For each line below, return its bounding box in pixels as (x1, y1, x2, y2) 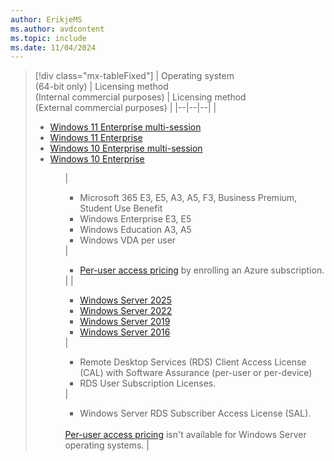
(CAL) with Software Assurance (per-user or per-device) (79, 367, 313, 379)
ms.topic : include (10, 33, 87, 43)
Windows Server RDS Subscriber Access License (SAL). (79, 407, 312, 420)
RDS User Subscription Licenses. (79, 377, 217, 390)
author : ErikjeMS (10, 14, 83, 25)
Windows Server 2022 (79, 305, 173, 317)
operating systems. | (64, 439, 150, 451)
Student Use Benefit (79, 202, 163, 215)
